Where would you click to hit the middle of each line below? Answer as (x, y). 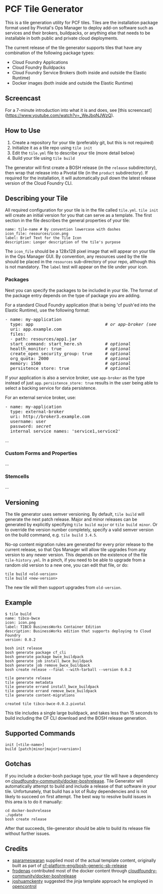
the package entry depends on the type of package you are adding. (73, 295)
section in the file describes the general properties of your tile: (68, 220)
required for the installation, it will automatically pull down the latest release (81, 178)
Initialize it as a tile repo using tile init (52, 148)
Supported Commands (40, 734)
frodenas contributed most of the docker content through (70, 871)
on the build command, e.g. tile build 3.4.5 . (51, 535)
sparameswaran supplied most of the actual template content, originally (84, 860)
